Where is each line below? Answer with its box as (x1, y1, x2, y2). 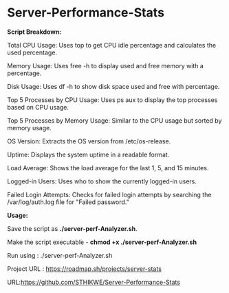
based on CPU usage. (7, 103, 69, 111)
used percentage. (7, 48, 57, 57)
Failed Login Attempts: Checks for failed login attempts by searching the (7, 190, 212, 199)
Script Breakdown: (7, 28, 62, 36)
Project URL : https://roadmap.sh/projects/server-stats (7, 264, 162, 273)
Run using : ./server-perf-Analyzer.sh (7, 251, 113, 259)
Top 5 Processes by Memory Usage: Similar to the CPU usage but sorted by (7, 116, 222, 125)
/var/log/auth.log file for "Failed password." (7, 198, 129, 206)
